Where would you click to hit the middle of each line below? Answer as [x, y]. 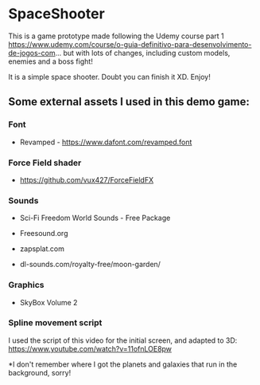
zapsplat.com [42, 249]
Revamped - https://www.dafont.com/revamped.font [106, 142]
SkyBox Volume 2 [49, 302]
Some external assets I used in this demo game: [129, 102]
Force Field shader [45, 163]
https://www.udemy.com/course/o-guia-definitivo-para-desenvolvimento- [130, 44]
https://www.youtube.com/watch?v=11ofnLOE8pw [90, 348]
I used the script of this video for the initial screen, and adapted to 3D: [123, 340]
